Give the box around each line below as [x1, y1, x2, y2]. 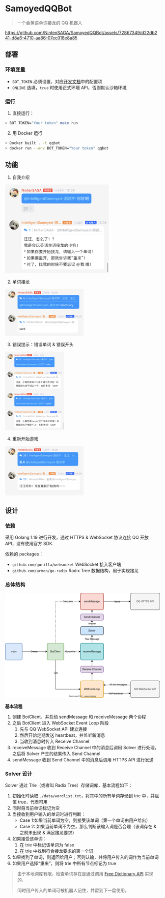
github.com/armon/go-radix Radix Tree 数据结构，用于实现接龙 [12, 568, 139, 574]
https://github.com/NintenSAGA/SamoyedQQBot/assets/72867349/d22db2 [5, 29, 158, 35]
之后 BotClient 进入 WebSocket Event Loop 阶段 [12, 720, 109, 725]
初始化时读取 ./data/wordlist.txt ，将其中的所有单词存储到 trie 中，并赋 [12, 793, 160, 799]
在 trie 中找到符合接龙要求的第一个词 [19, 848, 94, 854]
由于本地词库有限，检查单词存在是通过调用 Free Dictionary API [17, 871, 144, 877]
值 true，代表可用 [12, 799, 48, 805]
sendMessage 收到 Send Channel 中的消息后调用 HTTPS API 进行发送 [12, 756, 154, 762]
